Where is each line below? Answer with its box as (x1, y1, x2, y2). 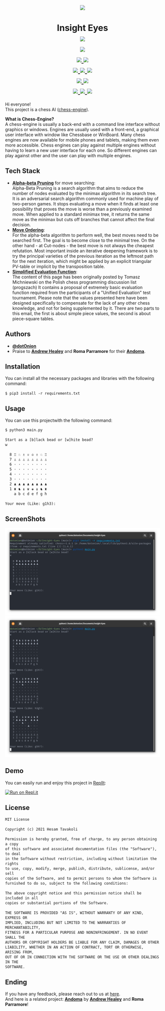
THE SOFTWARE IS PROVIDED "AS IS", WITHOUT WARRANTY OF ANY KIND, (5, 911, 144, 916)
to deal (5, 852, 21, 857)
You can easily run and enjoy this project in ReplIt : (5, 780, 107, 785)
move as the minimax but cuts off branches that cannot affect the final (12, 216, 155, 222)
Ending (5, 978, 27, 986)
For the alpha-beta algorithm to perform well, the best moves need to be (12, 232, 159, 238)
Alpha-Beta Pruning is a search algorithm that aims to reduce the (12, 185, 144, 191)
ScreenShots (5, 515, 46, 523)
